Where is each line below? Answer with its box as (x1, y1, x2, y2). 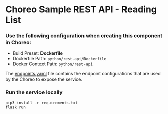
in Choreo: (5, 39, 32, 46)
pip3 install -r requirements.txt (5, 100, 78, 105)
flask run (5, 105, 26, 110)
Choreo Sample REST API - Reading (5, 4, 157, 15)
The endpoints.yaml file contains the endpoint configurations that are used (5, 71, 161, 77)
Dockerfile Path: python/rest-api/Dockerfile (12, 56, 107, 62)
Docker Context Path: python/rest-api (12, 61, 93, 67)
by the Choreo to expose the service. (5, 76, 82, 82)
